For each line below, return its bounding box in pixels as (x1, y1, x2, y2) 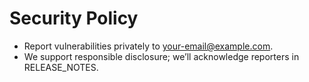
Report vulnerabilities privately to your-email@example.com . (23, 40, 274, 52)
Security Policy (9, 7, 139, 30)
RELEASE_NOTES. (23, 61, 99, 73)
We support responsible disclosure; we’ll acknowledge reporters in (23, 50, 300, 62)
